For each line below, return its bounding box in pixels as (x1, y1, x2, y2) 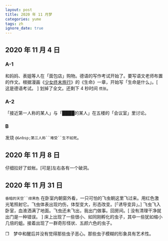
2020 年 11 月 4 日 (5, 45, 60, 54)
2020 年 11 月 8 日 (5, 151, 60, 159)
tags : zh (5, 21, 23, 26)
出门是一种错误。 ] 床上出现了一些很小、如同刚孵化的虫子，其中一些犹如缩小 (5, 214, 162, 220)
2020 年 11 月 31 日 (5, 181, 63, 190)
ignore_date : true (5, 26, 43, 31)
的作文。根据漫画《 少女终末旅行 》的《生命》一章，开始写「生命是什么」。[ (5, 79, 158, 85)
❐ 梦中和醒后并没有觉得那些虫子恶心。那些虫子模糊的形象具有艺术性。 (5, 231, 154, 237)
